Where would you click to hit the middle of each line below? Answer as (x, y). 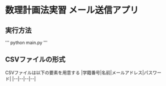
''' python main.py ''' (26, 42)
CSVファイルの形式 (35, 60)
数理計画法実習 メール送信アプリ (72, 10)
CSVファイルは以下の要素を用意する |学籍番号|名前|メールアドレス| (74, 72)
